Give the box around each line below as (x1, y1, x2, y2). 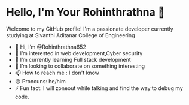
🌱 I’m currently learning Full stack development (14, 56, 131, 63)
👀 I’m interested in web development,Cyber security (14, 49, 143, 56)
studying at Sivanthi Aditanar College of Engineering (6, 31, 135, 38)
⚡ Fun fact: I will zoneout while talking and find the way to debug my (14, 84, 184, 92)
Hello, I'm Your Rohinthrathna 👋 (6, 5, 165, 19)
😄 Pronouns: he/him (14, 77, 66, 85)
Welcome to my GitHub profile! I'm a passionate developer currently (6, 25, 173, 32)
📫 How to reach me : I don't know (14, 69, 100, 76)
